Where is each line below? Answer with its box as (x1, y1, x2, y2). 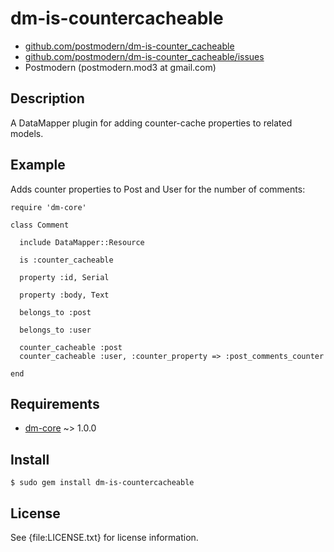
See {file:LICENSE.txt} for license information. (10, 532, 199, 543)
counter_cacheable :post (19, 342, 123, 352)
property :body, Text (19, 290, 110, 300)
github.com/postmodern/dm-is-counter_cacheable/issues (24, 50, 265, 62)
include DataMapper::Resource (19, 237, 145, 247)
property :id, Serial (19, 272, 110, 282)
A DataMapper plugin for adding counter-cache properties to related (10, 117, 293, 129)
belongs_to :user (19, 325, 92, 335)
